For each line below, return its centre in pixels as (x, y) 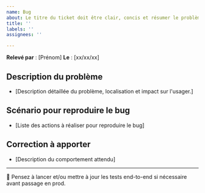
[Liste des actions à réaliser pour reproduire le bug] (80, 125)
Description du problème (55, 77)
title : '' (19, 23)
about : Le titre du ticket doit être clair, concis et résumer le (92, 18)
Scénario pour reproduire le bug (68, 111)
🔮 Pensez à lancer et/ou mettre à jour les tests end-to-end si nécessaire (97, 177)
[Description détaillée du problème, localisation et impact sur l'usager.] (104, 91)
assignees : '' (24, 35)
